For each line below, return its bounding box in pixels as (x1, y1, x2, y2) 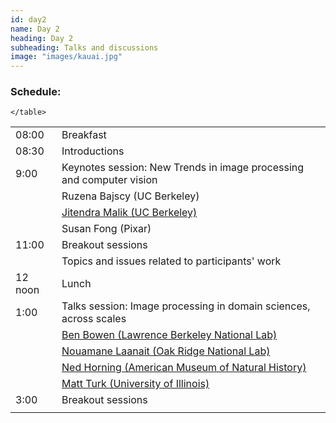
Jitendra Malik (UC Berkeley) (61, 206, 198, 220)
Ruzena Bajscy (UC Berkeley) (61, 189, 200, 203)
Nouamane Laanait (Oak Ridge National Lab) (61, 344, 271, 358)
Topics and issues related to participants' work (61, 254, 282, 268)
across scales (61, 312, 127, 326)
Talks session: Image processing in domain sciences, (61, 299, 311, 313)
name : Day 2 (10, 24, 60, 34)
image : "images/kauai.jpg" (10, 52, 123, 62)
